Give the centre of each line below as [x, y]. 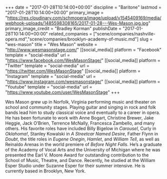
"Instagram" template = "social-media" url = [50, 76]
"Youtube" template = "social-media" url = [49, 87]
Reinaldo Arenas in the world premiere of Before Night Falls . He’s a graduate [84, 144]
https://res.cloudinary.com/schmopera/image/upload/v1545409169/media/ [84, 18]
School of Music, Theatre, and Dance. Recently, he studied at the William [80, 160]
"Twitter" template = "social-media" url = [47, 65]
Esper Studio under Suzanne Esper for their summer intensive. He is [75, 165]
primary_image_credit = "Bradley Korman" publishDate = [63, 28]
